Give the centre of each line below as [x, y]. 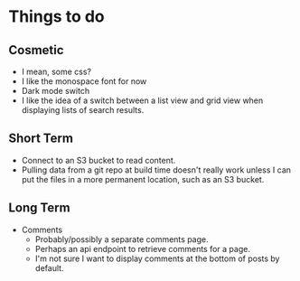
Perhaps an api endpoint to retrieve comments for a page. [142, 248]
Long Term [39, 208]
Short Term [41, 139]
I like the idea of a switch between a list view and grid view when [142, 100]
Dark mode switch [56, 91]
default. [49, 267]
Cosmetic [36, 50]
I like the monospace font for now [84, 81]
